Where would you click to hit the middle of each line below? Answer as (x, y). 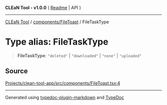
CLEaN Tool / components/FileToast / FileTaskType (57, 22)
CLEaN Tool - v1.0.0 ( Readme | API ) (43, 8)
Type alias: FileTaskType (57, 42)
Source (17, 71)
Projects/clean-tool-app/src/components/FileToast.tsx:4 (63, 83)
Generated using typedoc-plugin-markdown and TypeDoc (65, 97)
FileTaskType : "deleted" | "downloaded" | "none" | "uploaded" (79, 55)
